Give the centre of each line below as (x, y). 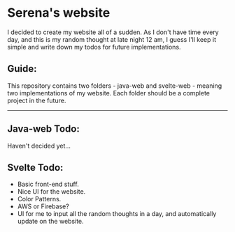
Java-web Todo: (44, 129)
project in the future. (37, 100)
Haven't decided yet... (39, 146)
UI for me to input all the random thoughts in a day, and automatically (117, 214)
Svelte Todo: (35, 168)
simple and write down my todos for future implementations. (94, 47)
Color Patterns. (39, 199)
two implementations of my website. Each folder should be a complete (109, 93)
